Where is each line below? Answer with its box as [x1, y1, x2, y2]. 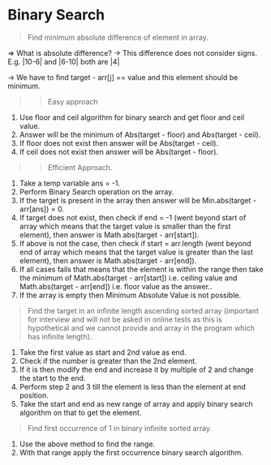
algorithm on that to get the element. [19, 407, 142, 417]
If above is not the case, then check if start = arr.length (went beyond [19, 238, 252, 248]
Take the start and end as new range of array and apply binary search [19, 399, 253, 408]
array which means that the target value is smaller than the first [19, 221, 231, 231]
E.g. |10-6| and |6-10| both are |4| [7, 57, 120, 66]
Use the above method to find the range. [19, 439, 156, 449]
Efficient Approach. [47, 162, 113, 172]
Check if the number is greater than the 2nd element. [19, 356, 197, 365]
